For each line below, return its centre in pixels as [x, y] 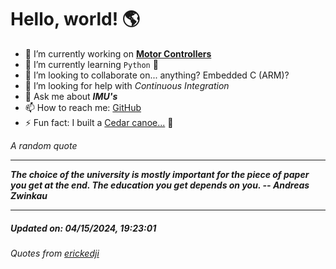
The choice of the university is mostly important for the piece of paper [160, 174]
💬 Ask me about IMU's [71, 96]
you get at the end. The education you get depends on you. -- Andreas [160, 185]
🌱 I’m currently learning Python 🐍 [91, 64]
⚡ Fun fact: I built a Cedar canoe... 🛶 [99, 122]
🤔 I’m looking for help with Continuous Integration [127, 85]
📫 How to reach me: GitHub [83, 107]
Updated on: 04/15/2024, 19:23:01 [83, 228]
